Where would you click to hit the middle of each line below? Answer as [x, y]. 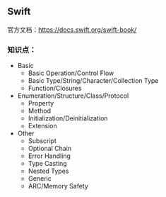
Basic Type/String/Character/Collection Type [93, 81]
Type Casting [47, 164]
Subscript [42, 141]
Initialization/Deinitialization [68, 118]
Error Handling [49, 156]
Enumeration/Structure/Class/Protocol [73, 96]
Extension [43, 126]
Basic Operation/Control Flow [71, 73]
